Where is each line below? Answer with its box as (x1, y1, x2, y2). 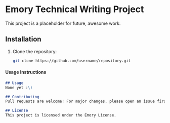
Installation (5, 35, 41, 44)
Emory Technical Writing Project (5, 4, 144, 15)
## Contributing (5, 94, 39, 99)
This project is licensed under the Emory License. (5, 113, 116, 118)
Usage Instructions (5, 69, 47, 75)
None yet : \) (5, 85, 33, 90)
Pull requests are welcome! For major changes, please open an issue (5, 99, 155, 104)
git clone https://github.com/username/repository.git (12, 58, 131, 63)
